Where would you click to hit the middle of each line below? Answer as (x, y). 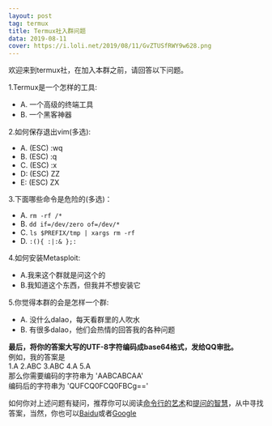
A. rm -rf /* (41, 215)
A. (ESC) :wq (41, 148)
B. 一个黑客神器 (46, 115)
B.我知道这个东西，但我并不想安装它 (80, 285)
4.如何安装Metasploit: (45, 258)
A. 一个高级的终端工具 (57, 104)
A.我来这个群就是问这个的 (63, 275)
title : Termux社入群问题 (47, 31)
